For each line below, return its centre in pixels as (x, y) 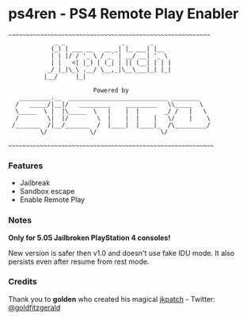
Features (26, 166)
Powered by (111, 90)
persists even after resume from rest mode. (79, 261)
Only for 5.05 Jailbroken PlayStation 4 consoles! (89, 238)
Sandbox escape (47, 192)
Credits (23, 282)
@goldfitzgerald (34, 307)
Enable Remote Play (52, 200)
